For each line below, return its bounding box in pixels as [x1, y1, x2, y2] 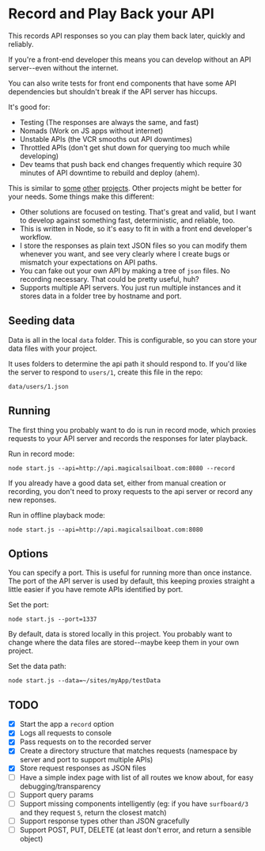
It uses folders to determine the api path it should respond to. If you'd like [8, 359, 248, 368]
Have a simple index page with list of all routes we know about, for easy [19, 773, 254, 782]
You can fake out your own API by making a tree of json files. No [19, 266, 231, 275]
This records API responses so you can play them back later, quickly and [8, 31, 245, 40]
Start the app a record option [19, 720, 115, 729]
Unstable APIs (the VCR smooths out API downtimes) [19, 134, 193, 143]
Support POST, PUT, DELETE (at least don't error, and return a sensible [19, 825, 252, 834]
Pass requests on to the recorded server [19, 737, 152, 747]
